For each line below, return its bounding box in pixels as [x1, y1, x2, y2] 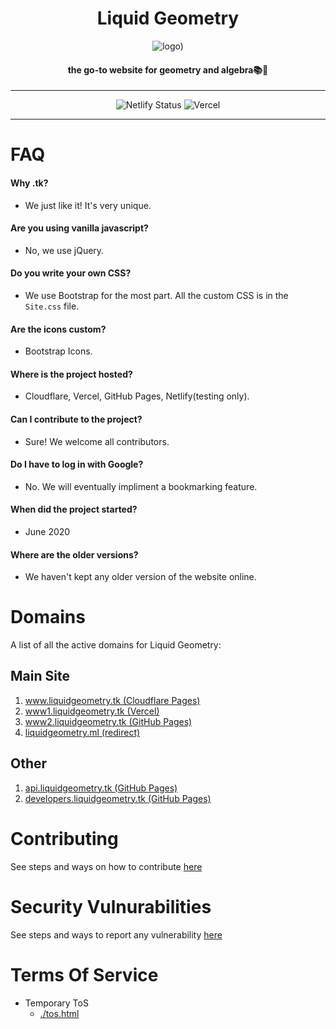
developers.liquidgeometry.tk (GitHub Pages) [24, 792, 212, 804]
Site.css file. [24, 300, 80, 312]
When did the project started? [10, 503, 138, 516]
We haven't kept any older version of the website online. [24, 571, 257, 583]
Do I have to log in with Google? [10, 458, 144, 471]
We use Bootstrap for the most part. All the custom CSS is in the [24, 289, 289, 301]
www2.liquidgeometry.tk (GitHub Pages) [24, 715, 193, 727]
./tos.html [39, 1007, 80, 1019]
